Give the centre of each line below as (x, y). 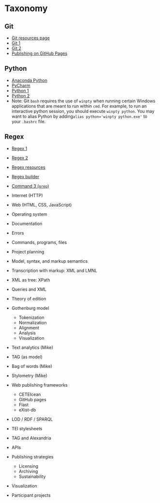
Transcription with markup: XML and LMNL (54, 270)
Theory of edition (29, 299)
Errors (18, 233)
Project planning (28, 251)
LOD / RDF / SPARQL (32, 419)
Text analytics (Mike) (32, 347)
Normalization (33, 322)
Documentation (27, 223)
